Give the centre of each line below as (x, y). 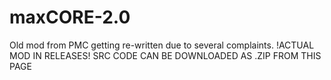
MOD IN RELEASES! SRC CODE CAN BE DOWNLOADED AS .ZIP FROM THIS (165, 55)
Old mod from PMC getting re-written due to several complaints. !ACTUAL (162, 45)
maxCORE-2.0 (70, 17)
